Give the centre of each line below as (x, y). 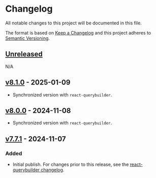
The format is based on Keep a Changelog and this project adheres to (78, 33)
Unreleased (24, 54)
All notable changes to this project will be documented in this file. (74, 23)
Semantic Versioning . (27, 38)
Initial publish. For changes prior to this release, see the (71, 165)
